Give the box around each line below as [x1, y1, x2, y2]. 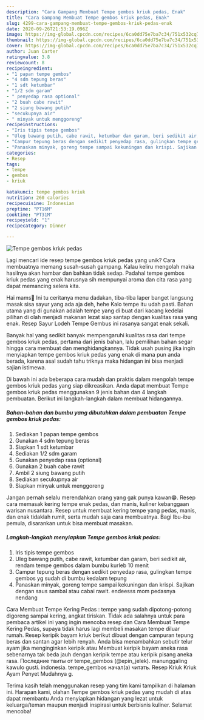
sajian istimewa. [6, 364, 47, 371]
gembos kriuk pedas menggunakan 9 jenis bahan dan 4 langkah [6, 389, 167, 395]
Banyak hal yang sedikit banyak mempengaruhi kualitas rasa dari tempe [6, 332, 186, 338]
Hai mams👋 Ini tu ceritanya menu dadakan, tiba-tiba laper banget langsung [6, 294, 194, 301]
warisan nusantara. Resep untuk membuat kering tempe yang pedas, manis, [6, 506, 197, 514]
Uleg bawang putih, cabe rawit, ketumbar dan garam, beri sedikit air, [15, 555, 187, 562]
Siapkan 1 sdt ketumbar [15, 443, 74, 451]
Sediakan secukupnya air [15, 476, 79, 483]
